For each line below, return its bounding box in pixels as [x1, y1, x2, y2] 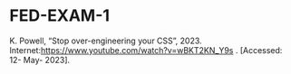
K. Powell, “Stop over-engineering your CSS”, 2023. [9, 35, 202, 46]
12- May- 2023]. [9, 54, 71, 65]
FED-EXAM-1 [9, 5, 111, 26]
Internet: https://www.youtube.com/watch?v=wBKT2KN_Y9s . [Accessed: [9, 44, 283, 55]
